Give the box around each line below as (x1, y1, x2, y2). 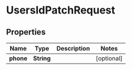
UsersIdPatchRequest (6, 4, 115, 17)
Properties (6, 27, 46, 37)
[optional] (95, 54, 123, 62)
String (33, 54, 51, 62)
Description (56, 45, 90, 52)
